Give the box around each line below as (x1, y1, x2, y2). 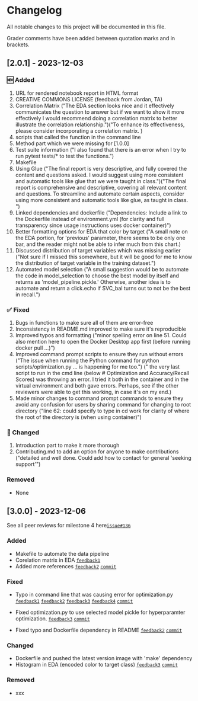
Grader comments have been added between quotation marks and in (7, 34, 175, 41)
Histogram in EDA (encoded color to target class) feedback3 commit (15, 661, 178, 668)
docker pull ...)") (15, 344, 55, 351)
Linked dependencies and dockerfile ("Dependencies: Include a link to (15, 209, 187, 216)
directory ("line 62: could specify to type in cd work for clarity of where (15, 407, 190, 414)
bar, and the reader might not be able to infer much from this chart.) (15, 241, 181, 248)
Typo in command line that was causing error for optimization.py (15, 591, 174, 598)
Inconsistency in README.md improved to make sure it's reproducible (15, 325, 186, 332)
